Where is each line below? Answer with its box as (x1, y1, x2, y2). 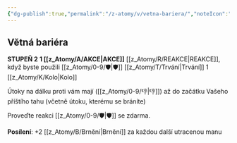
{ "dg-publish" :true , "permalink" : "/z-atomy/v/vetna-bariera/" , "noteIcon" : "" (7, 10, 235, 18)
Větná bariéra (7, 37, 68, 49)
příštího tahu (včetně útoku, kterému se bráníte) (7, 97, 146, 106)
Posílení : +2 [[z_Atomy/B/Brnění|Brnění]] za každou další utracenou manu (7, 128, 222, 136)
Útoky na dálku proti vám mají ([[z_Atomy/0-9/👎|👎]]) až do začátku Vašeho (7, 87, 229, 96)
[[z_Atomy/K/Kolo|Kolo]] (7, 73, 78, 82)
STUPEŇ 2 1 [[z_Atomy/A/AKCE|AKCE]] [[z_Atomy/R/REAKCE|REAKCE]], (7, 55, 221, 63)
